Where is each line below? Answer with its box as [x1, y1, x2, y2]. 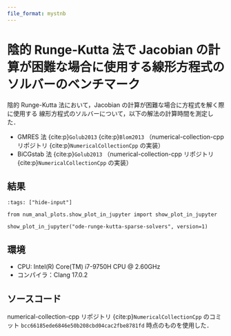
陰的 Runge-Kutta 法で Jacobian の [7, 42, 208, 57]
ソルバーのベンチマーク [7, 77, 141, 92]
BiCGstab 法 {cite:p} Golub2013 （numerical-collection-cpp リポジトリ [17, 150, 214, 158]
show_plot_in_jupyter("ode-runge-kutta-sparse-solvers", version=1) [7, 224, 208, 230]
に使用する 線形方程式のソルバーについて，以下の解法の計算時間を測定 [7, 109, 208, 117]
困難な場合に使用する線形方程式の [31, 59, 225, 75]
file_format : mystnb [7, 10, 67, 17]
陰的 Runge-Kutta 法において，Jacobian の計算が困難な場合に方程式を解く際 [7, 101, 225, 109]
